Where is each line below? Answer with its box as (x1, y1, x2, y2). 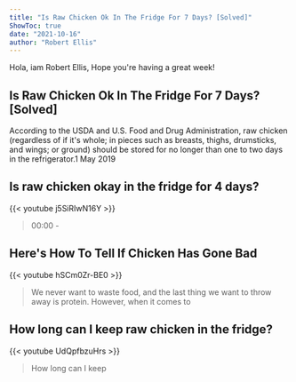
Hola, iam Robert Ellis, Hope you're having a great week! (9, 62, 215, 73)
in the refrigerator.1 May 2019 (9, 154, 116, 164)
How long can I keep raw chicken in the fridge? (9, 322, 274, 338)
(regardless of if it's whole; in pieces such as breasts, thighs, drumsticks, (9, 135, 277, 146)
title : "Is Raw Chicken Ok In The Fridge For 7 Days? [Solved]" (9, 12, 252, 22)
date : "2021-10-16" (9, 29, 82, 38)
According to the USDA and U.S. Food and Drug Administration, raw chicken (9, 125, 288, 136)
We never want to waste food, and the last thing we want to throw (30, 286, 272, 298)
